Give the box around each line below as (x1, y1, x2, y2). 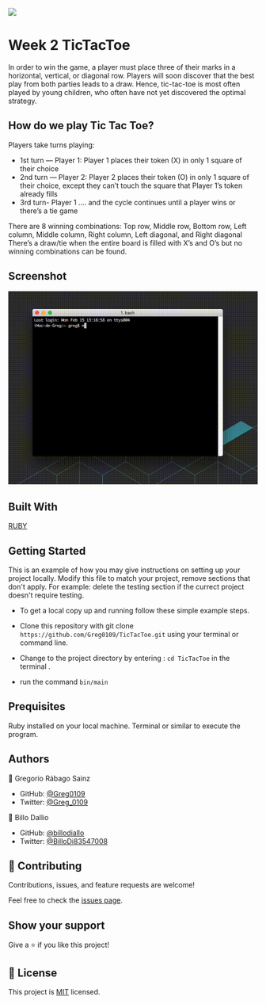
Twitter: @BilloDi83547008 (19, 836, 108, 846)
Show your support (8, 918, 105, 932)
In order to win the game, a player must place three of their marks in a (8, 62, 236, 71)
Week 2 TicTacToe (8, 36, 131, 55)
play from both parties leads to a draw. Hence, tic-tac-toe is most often (8, 79, 241, 89)
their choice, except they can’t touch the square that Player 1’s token (19, 181, 243, 190)
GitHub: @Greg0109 (19, 788, 85, 798)
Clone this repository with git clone (19, 621, 135, 631)
